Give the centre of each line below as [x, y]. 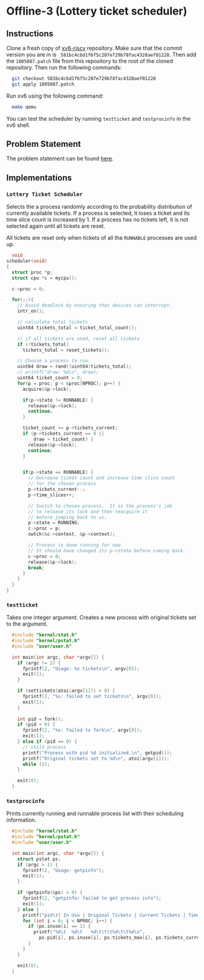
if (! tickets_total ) [43, 344]
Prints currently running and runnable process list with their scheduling [95, 814]
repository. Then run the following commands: [64, 67]
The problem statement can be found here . [60, 158]
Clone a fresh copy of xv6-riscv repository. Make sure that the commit [94, 48]
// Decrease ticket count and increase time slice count [101, 478]
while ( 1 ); [36, 764]
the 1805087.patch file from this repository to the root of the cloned [90, 61]
